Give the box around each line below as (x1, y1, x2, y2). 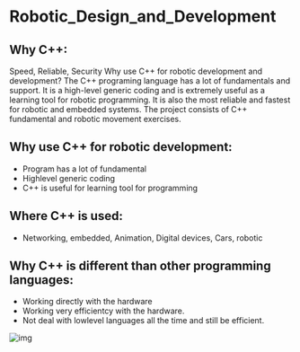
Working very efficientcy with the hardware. (22, 305, 185, 316)
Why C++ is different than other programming (9, 259, 271, 274)
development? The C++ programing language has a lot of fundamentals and (9, 75, 291, 86)
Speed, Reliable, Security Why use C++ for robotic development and (9, 66, 263, 76)
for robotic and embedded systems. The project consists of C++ (9, 104, 248, 114)
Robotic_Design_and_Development (9, 6, 277, 27)
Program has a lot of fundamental (22, 163, 146, 174)
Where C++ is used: (9, 208, 123, 224)
